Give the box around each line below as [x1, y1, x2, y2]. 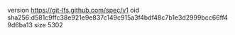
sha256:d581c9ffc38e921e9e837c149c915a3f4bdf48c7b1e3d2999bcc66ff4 [7, 13, 229, 22]
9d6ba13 [7, 21, 33, 29]
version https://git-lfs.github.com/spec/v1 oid [7, 6, 140, 14]
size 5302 [34, 21, 63, 29]
